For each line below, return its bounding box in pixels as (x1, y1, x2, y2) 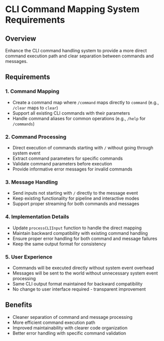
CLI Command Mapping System (5, 4, 140, 15)
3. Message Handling (5, 179, 58, 186)
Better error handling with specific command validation (12, 330, 126, 336)
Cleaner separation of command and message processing (12, 314, 133, 320)
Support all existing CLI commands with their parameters (12, 110, 130, 116)
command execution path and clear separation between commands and (5, 53, 154, 59)
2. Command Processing (5, 133, 67, 140)
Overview (5, 34, 37, 43)
